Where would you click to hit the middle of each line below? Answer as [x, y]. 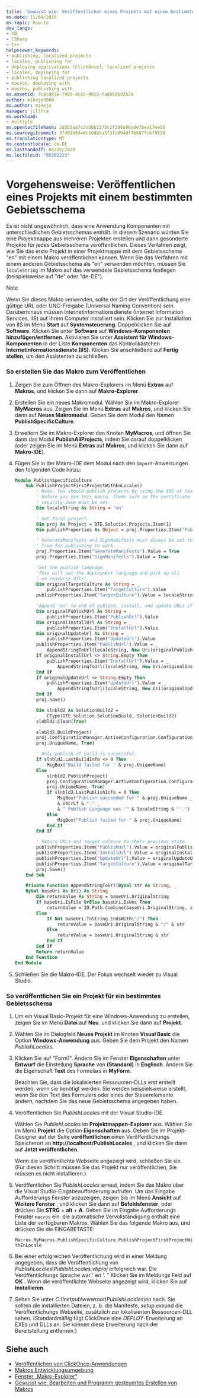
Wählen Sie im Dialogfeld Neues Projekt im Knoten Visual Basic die [97, 1034]
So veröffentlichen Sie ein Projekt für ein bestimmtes [84, 996]
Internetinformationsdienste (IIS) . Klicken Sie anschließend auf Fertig [92, 350]
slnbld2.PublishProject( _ [80, 776]
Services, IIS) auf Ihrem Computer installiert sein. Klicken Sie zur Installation [99, 319]
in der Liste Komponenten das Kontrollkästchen [102, 344]
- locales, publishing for [39, 61]
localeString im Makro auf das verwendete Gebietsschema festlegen [91, 270]
